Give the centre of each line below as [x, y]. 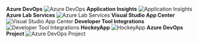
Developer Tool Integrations [110, 21]
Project [15, 34]
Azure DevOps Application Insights [72, 9]
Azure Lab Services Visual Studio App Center [91, 15]
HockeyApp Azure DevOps [132, 27]
